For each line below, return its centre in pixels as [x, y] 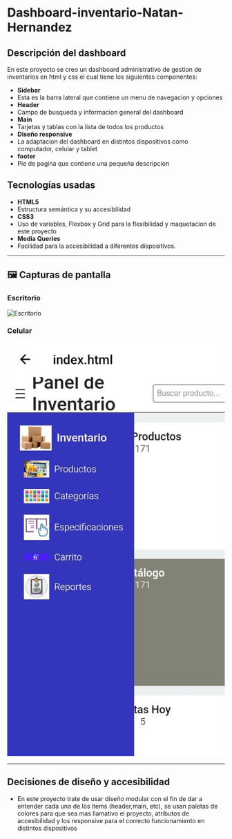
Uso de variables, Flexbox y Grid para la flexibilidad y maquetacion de [116, 224]
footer [26, 156]
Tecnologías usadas [51, 185]
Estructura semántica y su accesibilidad [74, 209]
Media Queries [39, 238]
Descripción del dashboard [67, 53]
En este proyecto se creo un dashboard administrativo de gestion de [104, 69]
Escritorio [24, 298]
